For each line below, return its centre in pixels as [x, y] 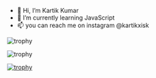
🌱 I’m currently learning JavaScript [66, 18]
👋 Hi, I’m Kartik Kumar [48, 11]
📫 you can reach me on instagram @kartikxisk [83, 25]
